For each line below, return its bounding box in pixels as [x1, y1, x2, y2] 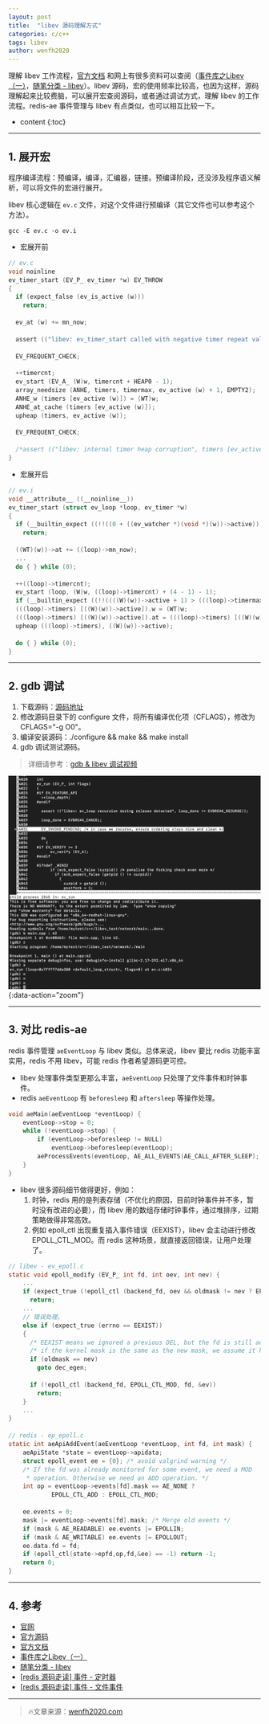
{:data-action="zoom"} [8, 990, 84, 999]
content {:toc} [19, 117, 66, 127]
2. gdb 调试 [8, 679, 65, 692]
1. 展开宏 [8, 149, 50, 164]
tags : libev [8, 39, 48, 47]
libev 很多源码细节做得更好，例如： [19, 1185, 136, 1195]
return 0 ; [22, 1559, 56, 1567]
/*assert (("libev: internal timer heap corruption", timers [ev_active [15, 446, 263, 454]
